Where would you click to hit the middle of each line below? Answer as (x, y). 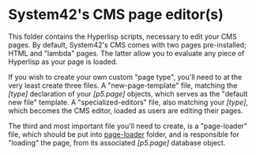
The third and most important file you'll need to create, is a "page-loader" (128, 126)
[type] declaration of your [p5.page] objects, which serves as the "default (128, 93)
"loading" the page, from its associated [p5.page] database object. (117, 142)
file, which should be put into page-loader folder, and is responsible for (124, 134)
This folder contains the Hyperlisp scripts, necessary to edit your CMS (122, 36)
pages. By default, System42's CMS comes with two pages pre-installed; (127, 44)
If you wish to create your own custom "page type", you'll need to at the (125, 77)
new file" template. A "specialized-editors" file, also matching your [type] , (128, 102)
